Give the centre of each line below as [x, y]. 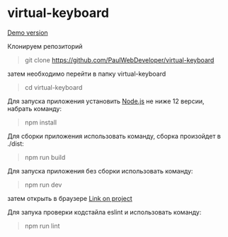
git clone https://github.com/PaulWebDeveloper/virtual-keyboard [119, 60]
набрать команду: [35, 108]
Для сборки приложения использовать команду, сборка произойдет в [114, 136]
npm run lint [42, 226]
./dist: [16, 144]
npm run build [45, 157]
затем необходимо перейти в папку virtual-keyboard [87, 74]
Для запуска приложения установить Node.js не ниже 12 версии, [106, 101]
